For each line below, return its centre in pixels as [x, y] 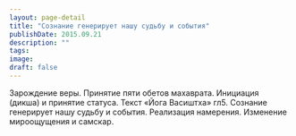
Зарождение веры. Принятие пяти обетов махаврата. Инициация [134, 93]
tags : [19, 51]
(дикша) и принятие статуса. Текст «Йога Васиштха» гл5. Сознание [139, 102]
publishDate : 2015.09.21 [55, 34]
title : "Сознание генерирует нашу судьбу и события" [110, 26]
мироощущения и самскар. [62, 121]
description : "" [39, 42]
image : [21, 59]
